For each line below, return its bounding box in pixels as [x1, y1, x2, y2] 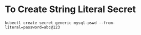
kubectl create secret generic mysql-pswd [5, 20, 97, 25]
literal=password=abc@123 [5, 24, 60, 30]
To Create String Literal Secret [5, 4, 136, 15]
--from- [98, 20, 115, 25]
